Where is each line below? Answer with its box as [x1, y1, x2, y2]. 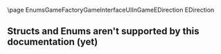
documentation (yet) [7, 36, 98, 48]
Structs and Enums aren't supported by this [7, 25, 200, 37]
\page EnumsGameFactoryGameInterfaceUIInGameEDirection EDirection [7, 6, 215, 14]
